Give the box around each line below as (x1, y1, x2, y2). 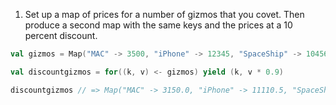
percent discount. (24, 30, 98, 41)
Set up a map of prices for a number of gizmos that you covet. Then (24, 9, 305, 20)
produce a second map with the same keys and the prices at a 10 (24, 19, 293, 31)
